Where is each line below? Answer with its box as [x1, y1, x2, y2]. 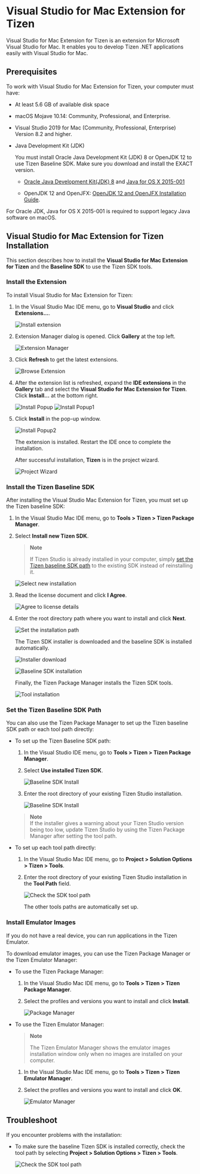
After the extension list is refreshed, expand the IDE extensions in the [14, 379, 186, 386]
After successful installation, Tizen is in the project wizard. [14, 456, 159, 463]
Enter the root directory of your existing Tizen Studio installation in [23, 874, 187, 881]
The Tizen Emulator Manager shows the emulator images [29, 1044, 171, 1051]
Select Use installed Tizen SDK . [23, 767, 103, 774]
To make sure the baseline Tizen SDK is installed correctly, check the [14, 1143, 185, 1150]
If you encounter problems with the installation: [6, 1131, 122, 1138]
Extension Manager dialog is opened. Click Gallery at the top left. [14, 333, 176, 340]
